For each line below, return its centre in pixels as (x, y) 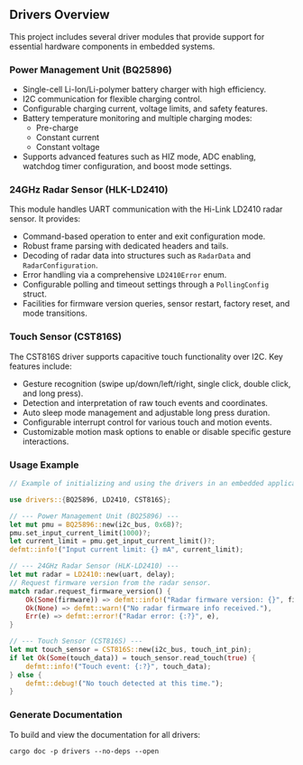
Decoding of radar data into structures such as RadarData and (136, 256)
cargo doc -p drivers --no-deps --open (84, 751)
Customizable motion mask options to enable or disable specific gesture (156, 431)
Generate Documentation (66, 715)
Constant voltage (68, 147)
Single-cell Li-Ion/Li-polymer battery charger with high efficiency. (144, 90)
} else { (26, 675)
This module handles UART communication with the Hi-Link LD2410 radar (146, 209)
